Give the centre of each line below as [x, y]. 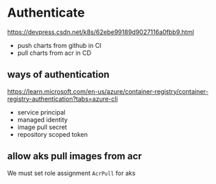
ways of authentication [59, 75]
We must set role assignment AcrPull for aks [71, 173]
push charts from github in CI [59, 45]
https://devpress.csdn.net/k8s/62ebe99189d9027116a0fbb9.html [101, 32]
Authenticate [46, 13]
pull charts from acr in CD [54, 53]
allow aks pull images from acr [75, 157]
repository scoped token [53, 134]
